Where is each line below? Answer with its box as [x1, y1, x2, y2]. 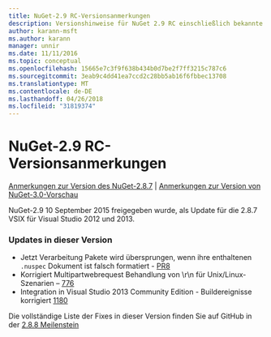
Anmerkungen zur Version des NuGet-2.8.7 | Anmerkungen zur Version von [8, 181, 261, 191]
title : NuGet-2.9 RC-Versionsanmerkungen [8, 11, 151, 20]
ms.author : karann [8, 34, 71, 43]
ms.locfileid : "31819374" [8, 102, 96, 110]
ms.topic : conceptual [8, 58, 82, 66]
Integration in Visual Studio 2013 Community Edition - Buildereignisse [19, 287, 252, 296]
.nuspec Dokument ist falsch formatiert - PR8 [19, 261, 170, 271]
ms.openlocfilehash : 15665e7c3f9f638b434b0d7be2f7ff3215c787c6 [8, 65, 227, 73]
